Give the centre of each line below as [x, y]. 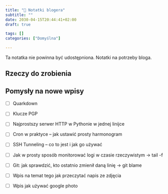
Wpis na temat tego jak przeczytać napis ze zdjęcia [67, 176]
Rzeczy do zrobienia [38, 74]
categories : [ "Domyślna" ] [33, 38]
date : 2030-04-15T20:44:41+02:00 [41, 20]
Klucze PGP [25, 114]
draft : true [18, 24]
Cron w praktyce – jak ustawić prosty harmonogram [67, 134]
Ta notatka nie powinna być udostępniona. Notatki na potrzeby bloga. [79, 57]
